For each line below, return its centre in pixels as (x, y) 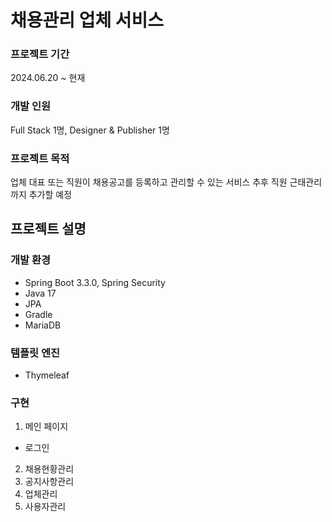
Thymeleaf (47, 375)
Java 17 (40, 293)
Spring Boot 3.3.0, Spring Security (95, 282)
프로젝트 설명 (48, 229)
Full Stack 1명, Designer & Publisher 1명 (90, 130)
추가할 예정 (50, 195)
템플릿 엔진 (35, 353)
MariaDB (43, 325)
